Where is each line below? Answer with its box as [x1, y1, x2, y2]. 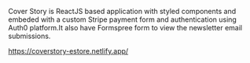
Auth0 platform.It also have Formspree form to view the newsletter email [8, 23, 242, 32]
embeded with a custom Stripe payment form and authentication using [8, 15, 237, 24]
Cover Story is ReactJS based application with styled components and [8, 7, 237, 16]
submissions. [8, 31, 51, 40]
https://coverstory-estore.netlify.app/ [8, 47, 129, 55]
